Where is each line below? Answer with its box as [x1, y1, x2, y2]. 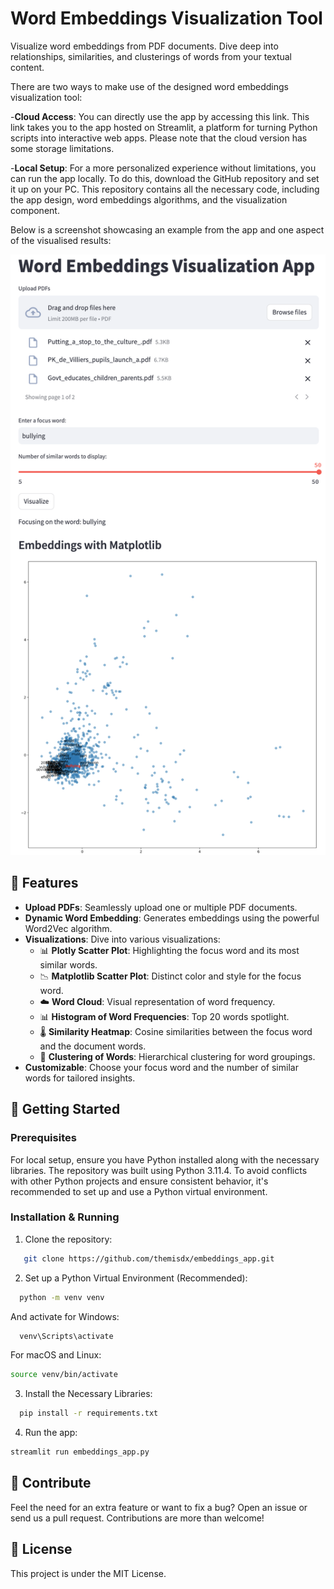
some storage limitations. [10, 142, 115, 154]
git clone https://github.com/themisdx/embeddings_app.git [23, 1253, 275, 1264]
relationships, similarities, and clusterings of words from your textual [10, 50, 293, 62]
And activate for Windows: [10, 1310, 120, 1322]
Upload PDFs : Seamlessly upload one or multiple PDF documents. [24, 901, 298, 913]
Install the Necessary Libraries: [24, 1388, 153, 1400]
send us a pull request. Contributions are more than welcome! [10, 1512, 265, 1524]
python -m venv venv [19, 1292, 105, 1302]
